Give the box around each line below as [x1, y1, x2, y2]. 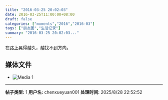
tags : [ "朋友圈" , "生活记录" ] [5, 26, 61, 31]
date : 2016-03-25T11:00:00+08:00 [5, 12, 75, 17]
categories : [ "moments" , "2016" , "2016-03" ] [5, 21, 95, 26]
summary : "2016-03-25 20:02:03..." [5, 30, 79, 35]
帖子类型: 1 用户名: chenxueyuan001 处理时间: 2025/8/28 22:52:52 [5, 89, 142, 95]
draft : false [5, 16, 32, 21]
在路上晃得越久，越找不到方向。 [5, 45, 71, 50]
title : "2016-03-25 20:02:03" [5, 7, 68, 12]
